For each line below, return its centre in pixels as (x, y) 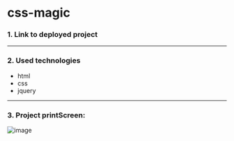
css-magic (39, 13)
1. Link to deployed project (53, 35)
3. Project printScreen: (46, 115)
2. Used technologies (44, 60)
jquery (26, 90)
